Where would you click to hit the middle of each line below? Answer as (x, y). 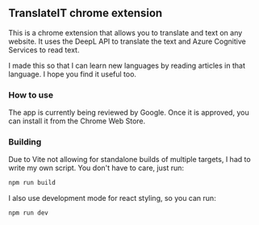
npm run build (32, 183)
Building (25, 142)
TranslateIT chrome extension (86, 13)
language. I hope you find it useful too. (73, 74)
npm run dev (28, 213)
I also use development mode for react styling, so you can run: (112, 198)
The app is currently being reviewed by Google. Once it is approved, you (129, 113)
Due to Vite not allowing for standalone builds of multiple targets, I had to (130, 160)
